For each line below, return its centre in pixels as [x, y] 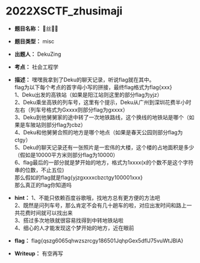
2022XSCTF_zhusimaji [64, 11]
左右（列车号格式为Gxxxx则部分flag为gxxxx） [71, 110]
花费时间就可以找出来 [46, 212]
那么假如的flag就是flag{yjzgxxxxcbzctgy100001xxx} [78, 177]
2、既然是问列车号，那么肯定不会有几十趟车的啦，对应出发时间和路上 [101, 205]
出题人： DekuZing [38, 54]
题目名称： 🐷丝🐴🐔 [36, 28]
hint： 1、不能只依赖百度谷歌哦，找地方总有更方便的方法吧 [87, 197]
